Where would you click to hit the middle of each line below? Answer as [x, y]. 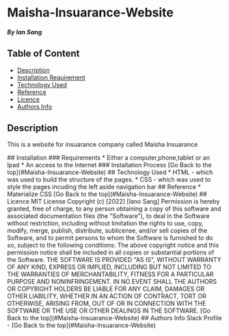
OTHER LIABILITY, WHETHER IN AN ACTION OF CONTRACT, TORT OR [107, 296]
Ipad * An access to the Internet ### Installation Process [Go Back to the [109, 165]
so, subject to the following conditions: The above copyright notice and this [113, 245]
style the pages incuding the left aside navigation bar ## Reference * [104, 187]
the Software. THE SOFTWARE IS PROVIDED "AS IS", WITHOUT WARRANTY [114, 260]
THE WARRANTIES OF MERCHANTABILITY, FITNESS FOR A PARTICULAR [110, 274]
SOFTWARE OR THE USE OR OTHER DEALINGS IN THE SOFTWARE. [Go [109, 311]
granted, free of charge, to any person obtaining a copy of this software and [114, 209]
